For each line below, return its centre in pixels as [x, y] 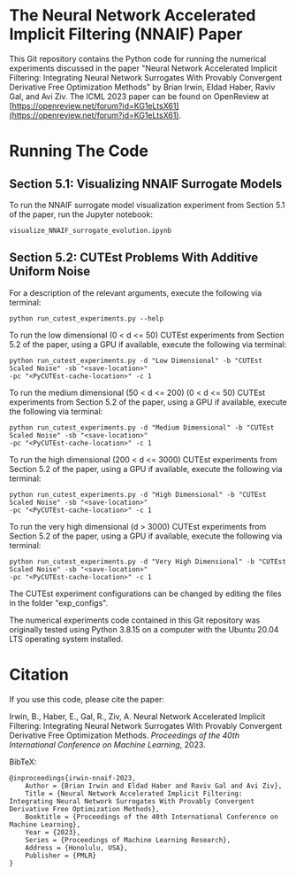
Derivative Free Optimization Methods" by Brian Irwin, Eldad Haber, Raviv [142, 87]
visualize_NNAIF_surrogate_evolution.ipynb [91, 230]
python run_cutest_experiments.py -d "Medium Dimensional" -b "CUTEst [142, 427]
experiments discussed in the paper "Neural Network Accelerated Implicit [143, 68]
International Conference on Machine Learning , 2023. [107, 744]
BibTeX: [23, 762]
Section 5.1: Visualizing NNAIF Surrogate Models [146, 184]
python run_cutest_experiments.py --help [87, 318]
